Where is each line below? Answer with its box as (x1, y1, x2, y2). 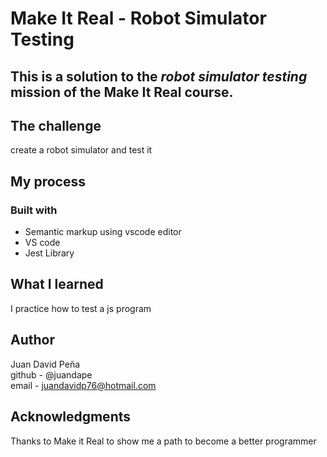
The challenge (10, 117, 102, 134)
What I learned (10, 276, 104, 293)
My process (10, 173, 86, 190)
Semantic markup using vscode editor (24, 226, 182, 238)
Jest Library (24, 247, 75, 259)
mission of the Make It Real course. (10, 83, 234, 101)
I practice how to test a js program (10, 302, 152, 314)
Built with (10, 203, 58, 217)
